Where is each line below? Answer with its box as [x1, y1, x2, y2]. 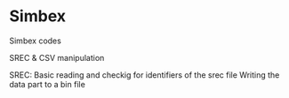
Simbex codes [9, 35, 62, 46]
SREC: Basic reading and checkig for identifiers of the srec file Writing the [9, 69, 280, 80]
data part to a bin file [9, 79, 86, 89]
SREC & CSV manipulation [9, 52, 105, 63]
